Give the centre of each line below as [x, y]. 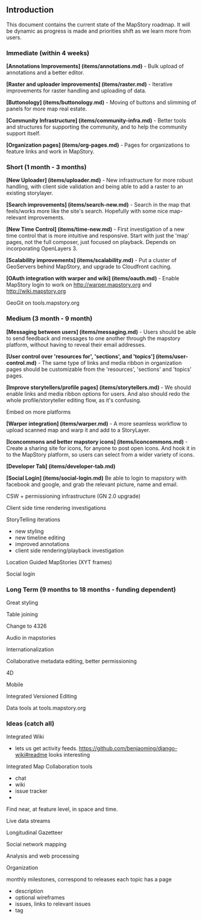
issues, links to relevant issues [53, 904]
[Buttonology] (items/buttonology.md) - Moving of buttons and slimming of [101, 103]
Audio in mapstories [31, 638]
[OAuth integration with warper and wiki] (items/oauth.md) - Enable [93, 278]
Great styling [22, 603]
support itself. [24, 133]
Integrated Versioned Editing [42, 696]
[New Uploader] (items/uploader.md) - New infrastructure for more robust [100, 180]
